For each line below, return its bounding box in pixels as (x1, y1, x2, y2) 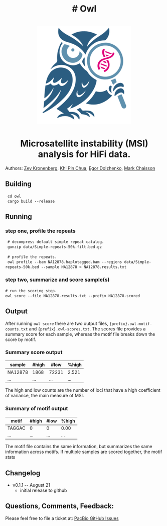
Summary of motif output (5, 405, 68, 412)
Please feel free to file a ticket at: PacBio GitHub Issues (5, 515, 119, 521)
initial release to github (20, 487, 67, 493)
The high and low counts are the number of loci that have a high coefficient (5, 387, 160, 393)
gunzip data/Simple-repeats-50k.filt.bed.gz (7, 244, 102, 249)
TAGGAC (7, 425, 26, 431)
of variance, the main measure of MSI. (5, 393, 84, 399)
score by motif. (5, 336, 37, 342)
